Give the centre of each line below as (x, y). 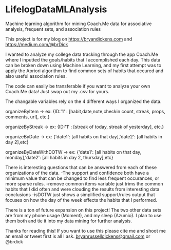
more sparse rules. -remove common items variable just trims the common (84, 183)
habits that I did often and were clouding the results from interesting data (82, 189)
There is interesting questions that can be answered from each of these (81, 167)
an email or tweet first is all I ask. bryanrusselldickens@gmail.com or (78, 236)
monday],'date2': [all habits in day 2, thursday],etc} (59, 157)
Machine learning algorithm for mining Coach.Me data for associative (79, 24)
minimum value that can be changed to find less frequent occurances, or (82, 178)
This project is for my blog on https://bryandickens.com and (69, 39)
